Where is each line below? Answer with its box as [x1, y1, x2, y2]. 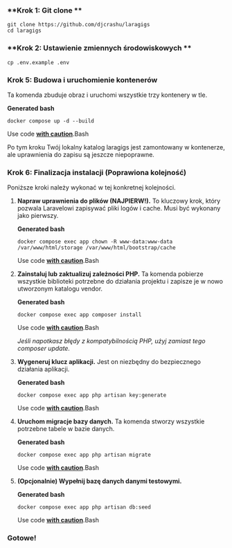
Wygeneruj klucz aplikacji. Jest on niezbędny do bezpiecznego [17, 358, 201, 366]
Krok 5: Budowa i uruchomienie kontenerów [7, 75, 158, 84]
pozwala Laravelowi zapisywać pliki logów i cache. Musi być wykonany [17, 204, 221, 212]
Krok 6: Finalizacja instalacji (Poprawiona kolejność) [7, 167, 187, 177]
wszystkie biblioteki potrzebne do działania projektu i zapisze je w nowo [17, 277, 224, 286]
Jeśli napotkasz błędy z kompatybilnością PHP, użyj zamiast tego [17, 337, 206, 345]
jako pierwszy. [17, 212, 59, 220]
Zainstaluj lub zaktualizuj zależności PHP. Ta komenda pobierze [17, 270, 204, 278]
